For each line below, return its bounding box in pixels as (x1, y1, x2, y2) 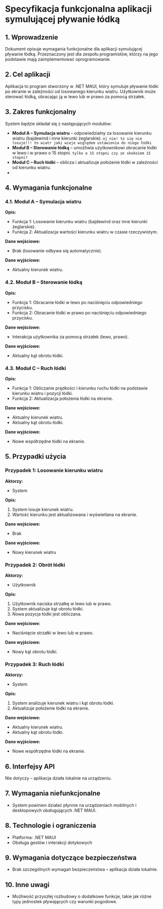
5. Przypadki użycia (5, 452, 67, 461)
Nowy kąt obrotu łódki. (12, 648, 58, 655)
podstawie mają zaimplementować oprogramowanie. (5, 56, 111, 62)
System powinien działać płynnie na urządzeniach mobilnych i (12, 802, 137, 808)
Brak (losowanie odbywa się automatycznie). (12, 248, 102, 254)
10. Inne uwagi (5, 880, 50, 889)
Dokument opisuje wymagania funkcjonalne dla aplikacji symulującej (5, 46, 143, 52)
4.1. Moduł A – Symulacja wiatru (5, 198, 82, 205)
